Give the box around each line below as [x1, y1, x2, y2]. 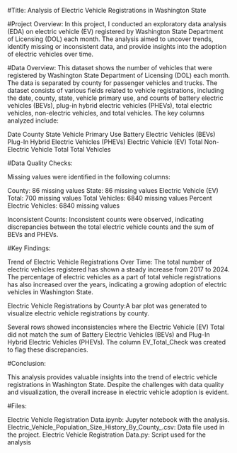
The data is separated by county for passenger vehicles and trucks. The [7, 79, 218, 87]
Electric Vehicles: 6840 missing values [7, 201, 120, 210]
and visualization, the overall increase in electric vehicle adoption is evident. [7, 388, 229, 396]
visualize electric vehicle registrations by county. [7, 309, 150, 318]
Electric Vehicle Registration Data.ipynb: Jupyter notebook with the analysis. [7, 415, 230, 424]
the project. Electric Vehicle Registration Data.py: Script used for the [7, 430, 207, 439]
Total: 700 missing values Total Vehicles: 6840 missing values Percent [7, 194, 212, 202]
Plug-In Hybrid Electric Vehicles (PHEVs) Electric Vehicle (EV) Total [7, 138, 203, 146]
